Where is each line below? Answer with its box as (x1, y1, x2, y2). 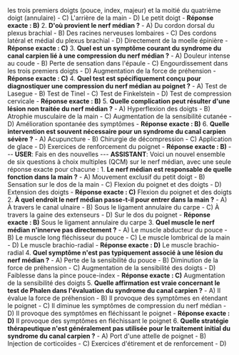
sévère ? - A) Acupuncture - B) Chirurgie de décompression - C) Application (7, 135, 232, 143)
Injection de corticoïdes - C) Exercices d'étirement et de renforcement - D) (7, 339, 227, 348)
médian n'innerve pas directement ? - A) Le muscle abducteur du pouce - (7, 226, 228, 234)
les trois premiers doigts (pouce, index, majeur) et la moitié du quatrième (7, 6, 221, 14)
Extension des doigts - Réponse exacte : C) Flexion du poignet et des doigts (7, 188, 232, 196)
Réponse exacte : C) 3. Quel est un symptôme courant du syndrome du (7, 44, 222, 52)
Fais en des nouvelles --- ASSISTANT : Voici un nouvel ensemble (34, 150, 226, 158)
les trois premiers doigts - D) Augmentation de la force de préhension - (7, 67, 216, 75)
